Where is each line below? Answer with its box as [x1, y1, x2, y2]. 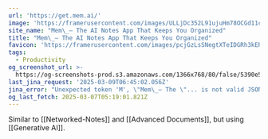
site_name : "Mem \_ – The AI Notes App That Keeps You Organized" [8, 26, 227, 34]
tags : [8, 48, 26, 56]
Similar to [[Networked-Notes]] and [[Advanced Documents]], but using [8, 114, 245, 124]
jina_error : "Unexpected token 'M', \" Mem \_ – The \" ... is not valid [8, 85, 245, 94]
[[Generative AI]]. [8, 123, 65, 133]
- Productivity [15, 56, 66, 64]
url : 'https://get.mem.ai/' [8, 11, 102, 20]
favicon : [8, 41, 37, 49]
